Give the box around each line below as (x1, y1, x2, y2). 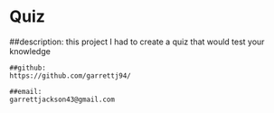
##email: (9, 87, 43, 96)
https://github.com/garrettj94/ (9, 71, 131, 80)
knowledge (9, 45, 52, 56)
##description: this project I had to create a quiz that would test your (9, 36, 265, 47)
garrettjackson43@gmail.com (9, 95, 116, 104)
